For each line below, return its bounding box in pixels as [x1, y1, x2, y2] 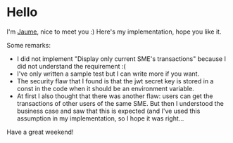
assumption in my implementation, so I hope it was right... [16, 114, 184, 123]
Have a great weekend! [6, 128, 74, 136]
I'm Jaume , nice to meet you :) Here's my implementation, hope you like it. [6, 27, 222, 36]
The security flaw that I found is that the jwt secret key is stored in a [16, 76, 214, 85]
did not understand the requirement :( [16, 62, 126, 70]
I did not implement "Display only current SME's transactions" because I [16, 54, 227, 63]
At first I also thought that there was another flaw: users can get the [16, 92, 213, 100]
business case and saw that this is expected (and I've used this [16, 107, 201, 115]
